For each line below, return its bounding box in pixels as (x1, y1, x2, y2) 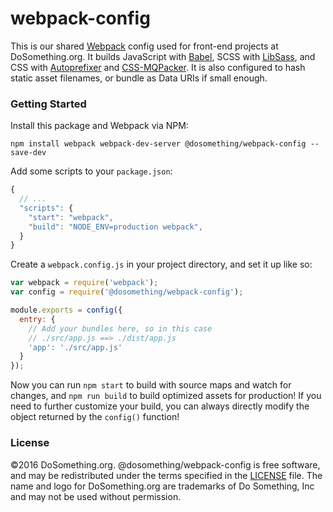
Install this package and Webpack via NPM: (10, 120, 189, 132)
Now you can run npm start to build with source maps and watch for (10, 379, 292, 391)
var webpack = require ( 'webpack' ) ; (10, 278, 159, 288)
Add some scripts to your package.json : (10, 165, 173, 177)
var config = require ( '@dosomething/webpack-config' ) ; (10, 287, 244, 297)
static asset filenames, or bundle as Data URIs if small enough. (10, 72, 268, 84)
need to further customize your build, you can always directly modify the (10, 400, 310, 412)
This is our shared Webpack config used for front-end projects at (10, 40, 279, 52)
